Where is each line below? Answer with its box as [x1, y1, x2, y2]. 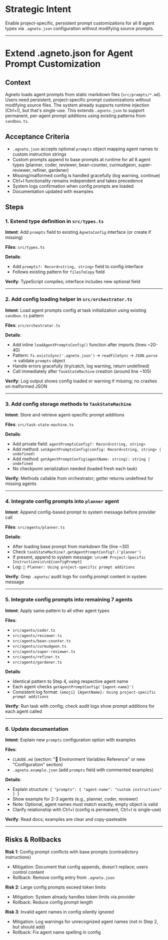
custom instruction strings [12, 151, 66, 157]
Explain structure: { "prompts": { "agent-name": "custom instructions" [12, 786, 162, 792]
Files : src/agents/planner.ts [5, 524, 65, 530]
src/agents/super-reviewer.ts [12, 649, 76, 654]
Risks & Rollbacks [5, 835, 61, 844]
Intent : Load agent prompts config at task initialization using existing [5, 307, 146, 313]
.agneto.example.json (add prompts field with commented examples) [12, 767, 154, 773]
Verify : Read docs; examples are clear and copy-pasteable [5, 816, 127, 822]
